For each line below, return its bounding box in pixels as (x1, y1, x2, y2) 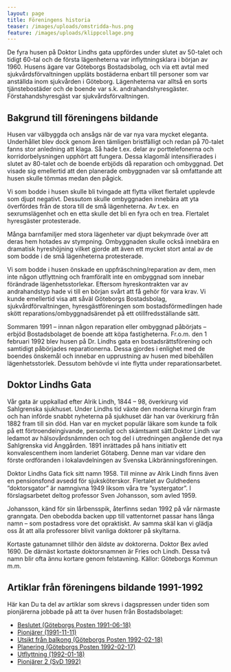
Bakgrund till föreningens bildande (7, 112, 159, 124)
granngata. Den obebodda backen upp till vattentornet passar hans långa (7, 512, 214, 520)
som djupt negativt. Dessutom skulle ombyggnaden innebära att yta (7, 195, 199, 203)
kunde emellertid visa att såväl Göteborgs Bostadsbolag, (7, 295, 167, 303)
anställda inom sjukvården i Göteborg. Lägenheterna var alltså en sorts (7, 77, 208, 86)
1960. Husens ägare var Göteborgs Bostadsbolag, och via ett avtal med (7, 63, 209, 71)
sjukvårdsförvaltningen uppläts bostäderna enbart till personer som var (7, 70, 209, 78)
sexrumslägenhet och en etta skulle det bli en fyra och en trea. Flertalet (7, 209, 210, 218)
